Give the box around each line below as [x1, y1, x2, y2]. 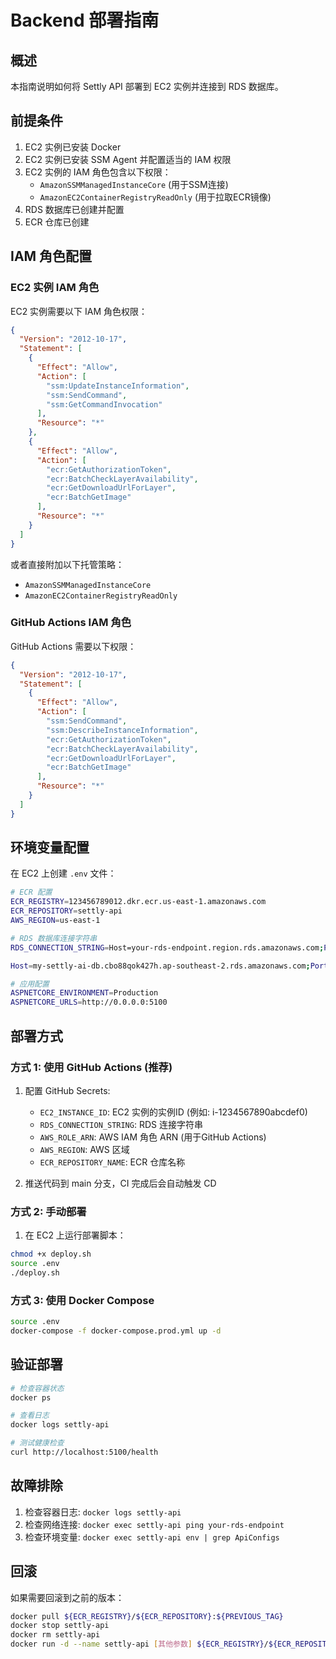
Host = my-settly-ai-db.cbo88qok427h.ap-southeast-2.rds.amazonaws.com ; [10, 961, 311, 971]
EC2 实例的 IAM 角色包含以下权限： [24, 166, 172, 178]
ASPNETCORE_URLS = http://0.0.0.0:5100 [10, 997, 168, 1008]
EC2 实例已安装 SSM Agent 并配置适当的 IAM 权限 [24, 153, 232, 165]
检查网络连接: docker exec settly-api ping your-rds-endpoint [24, 1518, 285, 1530]
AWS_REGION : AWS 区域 [39, 1143, 130, 1155]
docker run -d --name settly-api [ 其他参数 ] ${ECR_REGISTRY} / [10, 1639, 269, 1650]
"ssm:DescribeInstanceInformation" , [46, 725, 199, 735]
